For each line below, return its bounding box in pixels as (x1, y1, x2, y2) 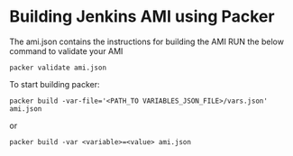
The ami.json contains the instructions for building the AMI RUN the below (9, 36, 284, 47)
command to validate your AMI (9, 45, 124, 56)
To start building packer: (9, 78, 100, 89)
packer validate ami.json (9, 63, 106, 72)
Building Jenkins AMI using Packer (9, 6, 275, 27)
